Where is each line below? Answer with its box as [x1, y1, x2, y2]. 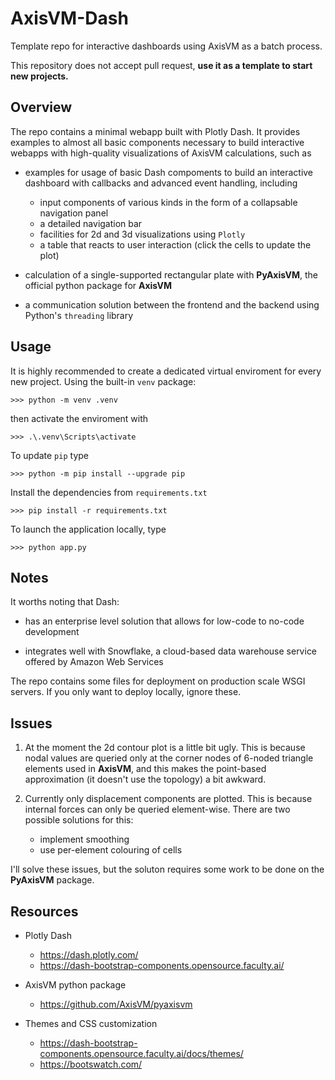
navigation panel [39, 207, 109, 219]
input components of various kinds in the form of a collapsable [39, 196, 298, 208]
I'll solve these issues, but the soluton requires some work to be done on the [10, 863, 325, 876]
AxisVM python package [24, 979, 127, 991]
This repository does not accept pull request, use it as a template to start [10, 59, 313, 71]
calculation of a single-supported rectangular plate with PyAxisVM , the [24, 268, 318, 281]
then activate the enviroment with [10, 412, 149, 424]
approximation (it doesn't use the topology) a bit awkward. [24, 773, 267, 786]
